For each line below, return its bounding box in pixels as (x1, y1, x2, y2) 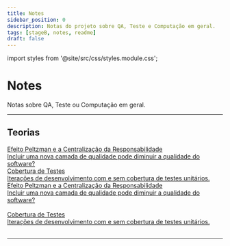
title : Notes (7, 10, 44, 17)
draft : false (7, 36, 44, 42)
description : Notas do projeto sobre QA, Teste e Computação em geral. (7, 23, 216, 29)
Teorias (7, 127, 40, 139)
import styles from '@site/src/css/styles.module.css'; (7, 54, 158, 62)
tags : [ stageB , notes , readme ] (7, 29, 97, 36)
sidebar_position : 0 (7, 16, 66, 23)
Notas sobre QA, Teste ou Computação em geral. (7, 100, 146, 109)
